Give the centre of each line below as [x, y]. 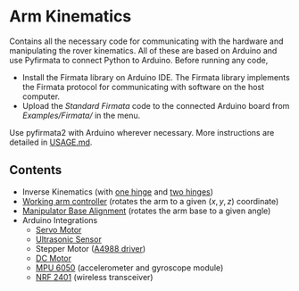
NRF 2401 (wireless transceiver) [94, 277]
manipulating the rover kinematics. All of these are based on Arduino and [143, 50]
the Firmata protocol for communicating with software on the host [143, 87]
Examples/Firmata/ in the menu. [81, 115]
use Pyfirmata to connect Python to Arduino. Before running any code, [139, 60]
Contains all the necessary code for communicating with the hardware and [146, 41]
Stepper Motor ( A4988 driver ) [91, 248]
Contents [36, 170]
